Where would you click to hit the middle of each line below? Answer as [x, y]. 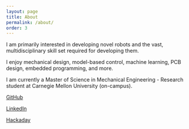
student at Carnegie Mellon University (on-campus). [69, 86]
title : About [22, 17]
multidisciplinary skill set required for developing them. [73, 51]
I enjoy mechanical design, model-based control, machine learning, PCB [94, 62]
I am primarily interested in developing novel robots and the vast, [85, 45]
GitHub [15, 97]
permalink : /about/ [30, 22]
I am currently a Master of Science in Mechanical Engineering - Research [95, 80]
